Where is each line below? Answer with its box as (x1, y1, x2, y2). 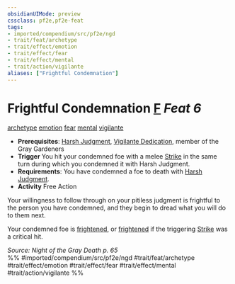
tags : (7, 23, 23, 30)
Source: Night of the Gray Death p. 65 (7, 246, 118, 255)
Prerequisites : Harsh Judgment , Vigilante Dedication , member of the (17, 137, 219, 146)
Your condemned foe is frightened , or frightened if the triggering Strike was (7, 225, 228, 234)
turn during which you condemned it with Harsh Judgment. (17, 160, 190, 169)
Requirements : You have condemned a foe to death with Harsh (17, 167, 203, 176)
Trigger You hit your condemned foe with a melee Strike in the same (17, 152, 217, 161)
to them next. (7, 211, 46, 220)
